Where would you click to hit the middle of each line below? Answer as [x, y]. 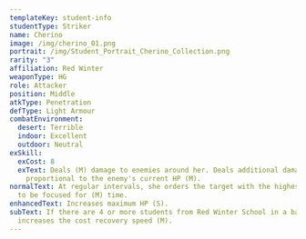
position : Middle [42, 94]
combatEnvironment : [46, 119]
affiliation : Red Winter [56, 69]
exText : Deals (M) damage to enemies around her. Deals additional [148, 170]
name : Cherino [36, 35]
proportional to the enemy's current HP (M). [114, 178]
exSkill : [26, 153]
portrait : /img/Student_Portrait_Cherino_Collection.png [120, 52]
